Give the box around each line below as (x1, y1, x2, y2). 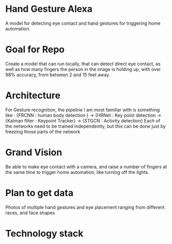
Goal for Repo (5, 44, 65, 56)
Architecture (5, 90, 61, 101)
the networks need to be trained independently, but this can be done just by (5, 123, 166, 129)
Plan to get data (5, 187, 73, 199)
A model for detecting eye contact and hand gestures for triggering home (5, 20, 161, 26)
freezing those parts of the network (5, 128, 81, 134)
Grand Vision (5, 147, 63, 158)
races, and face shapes (5, 210, 55, 216)
